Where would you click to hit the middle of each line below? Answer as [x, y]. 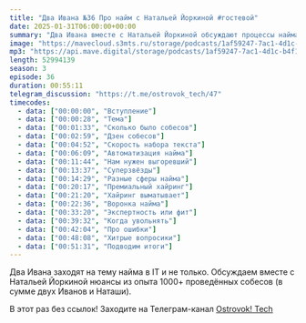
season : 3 [28, 69]
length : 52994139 [42, 60]
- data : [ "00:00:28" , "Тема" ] [75, 119]
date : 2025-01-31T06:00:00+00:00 [73, 26]
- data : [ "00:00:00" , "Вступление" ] [87, 111]
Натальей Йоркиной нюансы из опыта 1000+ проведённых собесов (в [146, 282]
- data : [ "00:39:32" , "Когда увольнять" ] [97, 221]
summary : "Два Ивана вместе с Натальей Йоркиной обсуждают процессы [142, 35]
